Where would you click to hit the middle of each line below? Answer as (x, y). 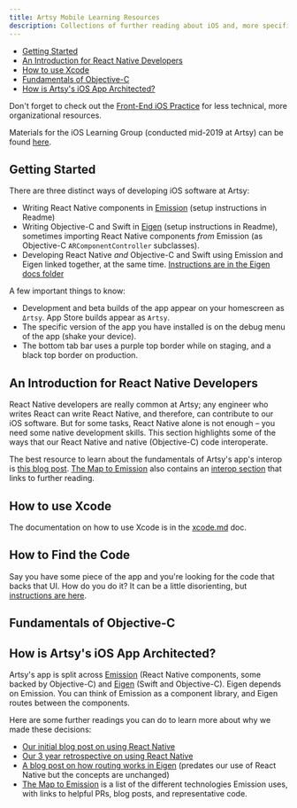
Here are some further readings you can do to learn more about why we (140, 719)
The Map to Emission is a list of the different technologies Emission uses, (155, 784)
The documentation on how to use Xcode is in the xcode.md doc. (128, 527)
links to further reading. (52, 478)
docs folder (43, 274)
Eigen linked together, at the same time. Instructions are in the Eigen (146, 264)
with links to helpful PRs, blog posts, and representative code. (134, 793)
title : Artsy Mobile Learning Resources (85, 17)
